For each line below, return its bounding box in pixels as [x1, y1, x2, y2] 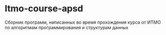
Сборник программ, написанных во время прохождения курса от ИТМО [5, 19, 161, 25]
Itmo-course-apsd [5, 3, 83, 14]
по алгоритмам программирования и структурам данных [5, 24, 129, 30]
